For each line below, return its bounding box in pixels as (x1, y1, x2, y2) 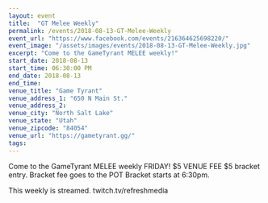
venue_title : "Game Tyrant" (8, 86, 103, 95)
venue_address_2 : (8, 101, 67, 110)
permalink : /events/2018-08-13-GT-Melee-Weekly (8, 27, 172, 35)
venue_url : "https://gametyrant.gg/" (8, 131, 136, 139)
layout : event (8, 11, 57, 20)
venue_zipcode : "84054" (8, 124, 89, 132)
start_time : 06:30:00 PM (8, 64, 92, 72)
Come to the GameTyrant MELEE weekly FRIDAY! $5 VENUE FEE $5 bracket (8, 161, 260, 171)
